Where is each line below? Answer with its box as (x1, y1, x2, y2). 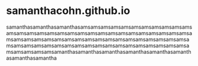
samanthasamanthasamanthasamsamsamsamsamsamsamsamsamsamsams (6, 23, 193, 30)
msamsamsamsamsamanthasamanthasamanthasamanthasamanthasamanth (6, 48, 191, 55)
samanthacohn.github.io (6, 4, 131, 18)
